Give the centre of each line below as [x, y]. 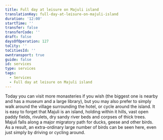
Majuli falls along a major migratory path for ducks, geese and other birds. [79, 122]
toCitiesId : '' [20, 50]
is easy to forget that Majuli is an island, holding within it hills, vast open [77, 111]
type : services [20, 69]
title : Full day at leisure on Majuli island [52, 10]
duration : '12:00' [24, 19]
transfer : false [21, 28]
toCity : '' [16, 46]
